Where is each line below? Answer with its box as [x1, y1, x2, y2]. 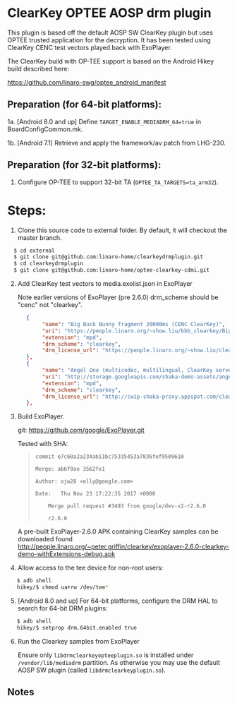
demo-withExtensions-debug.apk [17, 550, 116, 558]
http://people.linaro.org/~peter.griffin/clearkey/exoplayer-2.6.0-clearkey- [17, 542, 230, 551]
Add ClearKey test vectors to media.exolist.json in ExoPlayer [17, 280, 193, 287]
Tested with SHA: [17, 440, 68, 448]
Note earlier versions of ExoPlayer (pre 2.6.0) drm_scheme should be [17, 293, 219, 301]
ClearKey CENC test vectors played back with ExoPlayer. [7, 43, 172, 52]
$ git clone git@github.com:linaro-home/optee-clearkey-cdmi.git [13, 267, 210, 274]
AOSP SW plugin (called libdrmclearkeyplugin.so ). [17, 666, 166, 674]
